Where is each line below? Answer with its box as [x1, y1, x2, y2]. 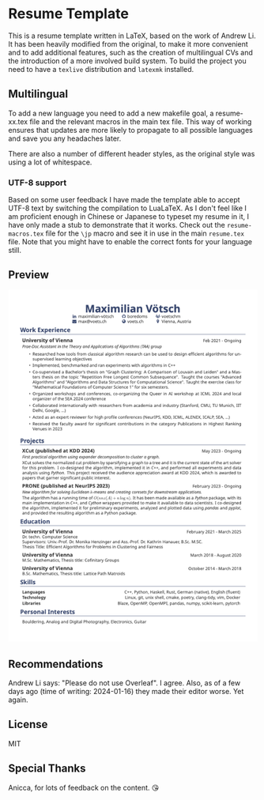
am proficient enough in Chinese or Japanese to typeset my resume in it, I [8, 212, 249, 221]
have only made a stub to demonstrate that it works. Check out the [8, 221, 225, 230]
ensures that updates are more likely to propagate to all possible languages [8, 125, 253, 134]
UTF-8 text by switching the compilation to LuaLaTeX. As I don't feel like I [8, 203, 247, 213]
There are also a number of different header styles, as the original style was [8, 149, 255, 158]
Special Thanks [8, 762, 86, 775]
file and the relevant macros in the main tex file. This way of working [29, 116, 252, 126]
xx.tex [8, 116, 28, 126]
